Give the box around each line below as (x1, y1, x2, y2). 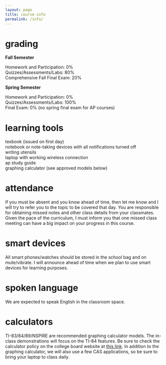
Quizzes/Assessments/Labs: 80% (5, 69, 75, 75)
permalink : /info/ (5, 16, 43, 21)
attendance (5, 182, 54, 194)
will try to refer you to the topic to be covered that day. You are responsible (5, 204, 159, 210)
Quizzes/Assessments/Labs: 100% (5, 99, 76, 105)
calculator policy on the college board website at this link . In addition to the (5, 344, 160, 349)
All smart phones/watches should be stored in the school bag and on (5, 254, 147, 260)
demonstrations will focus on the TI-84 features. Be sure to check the (16, 338, 160, 344)
